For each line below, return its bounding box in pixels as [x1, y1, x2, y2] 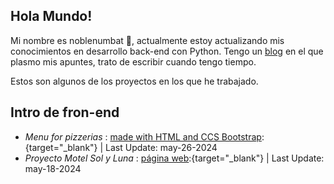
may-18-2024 [24, 162, 82, 174]
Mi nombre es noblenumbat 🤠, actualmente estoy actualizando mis [10, 34, 285, 46]
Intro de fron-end [10, 104, 120, 121]
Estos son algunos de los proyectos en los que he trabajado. [10, 75, 259, 87]
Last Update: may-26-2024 [105, 141, 218, 153]
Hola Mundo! [10, 8, 93, 25]
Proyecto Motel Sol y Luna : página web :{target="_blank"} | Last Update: [24, 152, 325, 164]
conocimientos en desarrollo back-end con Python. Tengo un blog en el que [10, 45, 324, 57]
